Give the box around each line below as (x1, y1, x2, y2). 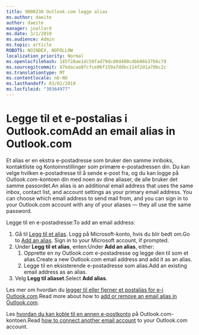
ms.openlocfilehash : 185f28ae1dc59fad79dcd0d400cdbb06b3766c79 (6, 58, 167, 64)
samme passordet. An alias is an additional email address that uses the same (6, 182, 194, 189)
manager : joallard (6, 25, 52, 32)
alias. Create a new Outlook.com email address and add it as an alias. (23, 255, 192, 262)
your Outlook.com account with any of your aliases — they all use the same (6, 201, 192, 208)
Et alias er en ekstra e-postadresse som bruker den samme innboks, (6, 156, 174, 164)
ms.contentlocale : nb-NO (6, 75, 68, 81)
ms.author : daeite (6, 14, 52, 20)
